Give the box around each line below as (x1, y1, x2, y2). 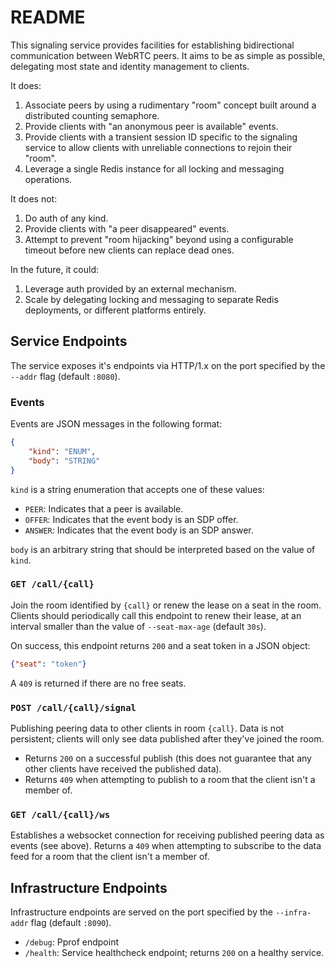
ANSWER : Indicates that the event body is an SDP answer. (24, 524, 254, 536)
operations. (24, 173, 73, 185)
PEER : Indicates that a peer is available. (24, 502, 184, 515)
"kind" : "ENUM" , (28, 446, 97, 456)
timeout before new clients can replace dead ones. (24, 244, 235, 256)
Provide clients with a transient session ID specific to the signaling (24, 131, 298, 143)
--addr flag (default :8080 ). (10, 370, 121, 382)
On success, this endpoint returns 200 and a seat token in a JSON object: (10, 639, 311, 651)
